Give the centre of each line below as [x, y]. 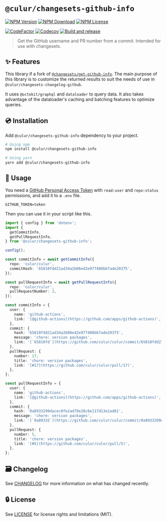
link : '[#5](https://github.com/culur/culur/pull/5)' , [72, 444]
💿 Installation [27, 121]
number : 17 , [26, 356]
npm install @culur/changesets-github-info [51, 149]
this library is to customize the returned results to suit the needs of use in [80, 79]
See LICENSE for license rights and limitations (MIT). [59, 514]
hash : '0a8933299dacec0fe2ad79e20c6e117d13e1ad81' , [69, 411]
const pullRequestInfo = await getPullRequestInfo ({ [61, 282]
